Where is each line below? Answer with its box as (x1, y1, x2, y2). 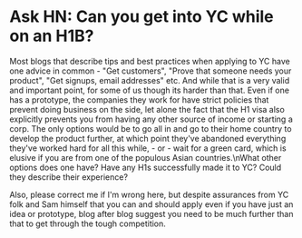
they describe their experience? (9, 171, 129, 183)
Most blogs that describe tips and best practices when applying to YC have (9, 55, 290, 66)
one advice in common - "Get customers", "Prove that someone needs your (9, 65, 292, 76)
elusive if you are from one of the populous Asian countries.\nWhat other (9, 152, 282, 163)
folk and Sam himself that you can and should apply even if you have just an (9, 198, 294, 210)
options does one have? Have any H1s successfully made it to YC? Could (9, 162, 282, 173)
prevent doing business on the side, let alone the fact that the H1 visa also (9, 104, 286, 114)
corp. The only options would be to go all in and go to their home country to (9, 123, 292, 134)
